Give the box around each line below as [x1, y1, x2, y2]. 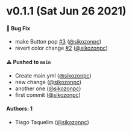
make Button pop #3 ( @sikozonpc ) [14, 38, 102, 45]
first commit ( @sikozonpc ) [14, 91, 81, 98]
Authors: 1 [6, 105, 33, 113]
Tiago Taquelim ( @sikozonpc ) [14, 118, 89, 125]
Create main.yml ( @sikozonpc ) [14, 71, 92, 79]
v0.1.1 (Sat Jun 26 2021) [6, 4, 127, 18]
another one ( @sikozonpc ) [14, 85, 81, 92]
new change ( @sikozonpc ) [14, 78, 82, 85]
